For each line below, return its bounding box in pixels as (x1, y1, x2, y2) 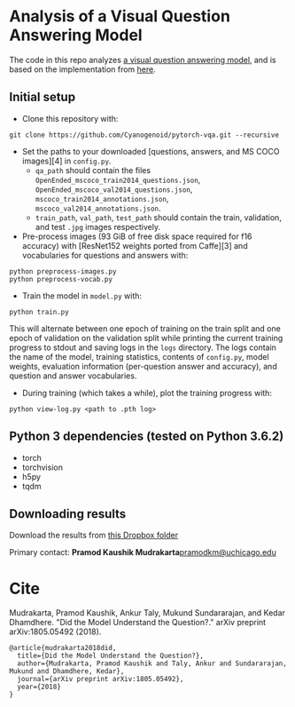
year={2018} (17, 682, 62, 692)
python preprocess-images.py (9, 266, 117, 276)
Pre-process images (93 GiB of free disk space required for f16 (21, 231, 252, 242)
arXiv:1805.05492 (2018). (9, 626, 102, 637)
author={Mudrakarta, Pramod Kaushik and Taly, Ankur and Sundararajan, (17, 659, 288, 668)
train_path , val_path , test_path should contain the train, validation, (35, 211, 282, 223)
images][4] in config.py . (21, 155, 112, 166)
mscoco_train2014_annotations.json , (35, 193, 169, 203)
